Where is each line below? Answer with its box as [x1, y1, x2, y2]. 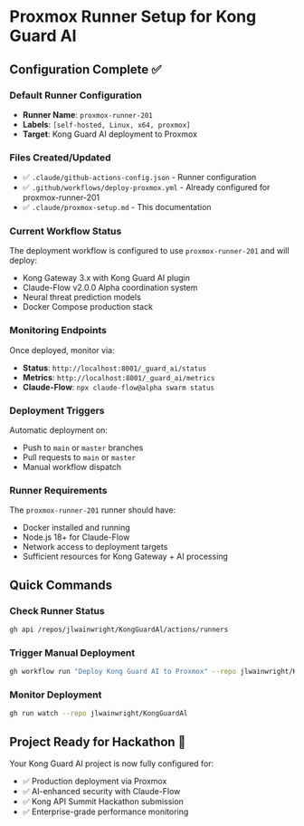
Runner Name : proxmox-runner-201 [22, 109, 154, 120]
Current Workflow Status [9, 225, 122, 237]
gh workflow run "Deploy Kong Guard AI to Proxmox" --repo [9, 668, 237, 677]
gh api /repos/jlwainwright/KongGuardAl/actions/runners [9, 625, 229, 635]
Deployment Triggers [9, 404, 106, 417]
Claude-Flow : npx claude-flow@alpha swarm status [22, 381, 215, 392]
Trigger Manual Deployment [9, 646, 136, 658]
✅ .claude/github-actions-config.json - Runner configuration [22, 172, 257, 183]
